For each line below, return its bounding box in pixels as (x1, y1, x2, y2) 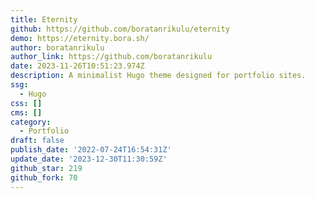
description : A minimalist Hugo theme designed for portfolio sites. (10, 71, 307, 81)
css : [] (10, 98, 43, 108)
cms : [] (10, 107, 43, 118)
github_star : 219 (10, 163, 83, 173)
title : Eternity (10, 14, 78, 25)
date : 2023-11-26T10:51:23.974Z (10, 61, 145, 71)
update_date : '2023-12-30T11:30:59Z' (10, 154, 168, 164)
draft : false (10, 136, 65, 146)
